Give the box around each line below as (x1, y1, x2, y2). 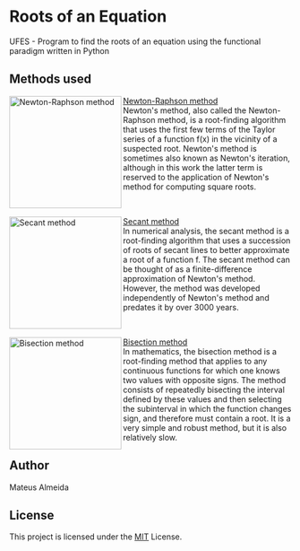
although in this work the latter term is (123, 162, 263, 172)
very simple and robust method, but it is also (123, 422, 287, 433)
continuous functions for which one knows (123, 365, 280, 376)
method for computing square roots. (123, 181, 257, 192)
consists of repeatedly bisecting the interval (123, 384, 285, 395)
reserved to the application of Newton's (123, 171, 270, 182)
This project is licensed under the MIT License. (9, 531, 183, 542)
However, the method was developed (123, 283, 261, 293)
